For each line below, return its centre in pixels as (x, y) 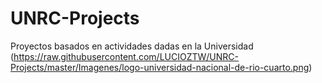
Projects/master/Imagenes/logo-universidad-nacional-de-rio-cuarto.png (160, 67)
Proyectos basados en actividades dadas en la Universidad (132, 46)
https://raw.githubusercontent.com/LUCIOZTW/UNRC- (126, 56)
